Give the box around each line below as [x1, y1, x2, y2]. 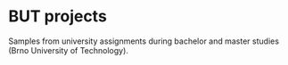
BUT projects [8, 6, 108, 27]
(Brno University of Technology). [8, 45, 128, 55]
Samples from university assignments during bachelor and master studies [8, 36, 280, 46]
